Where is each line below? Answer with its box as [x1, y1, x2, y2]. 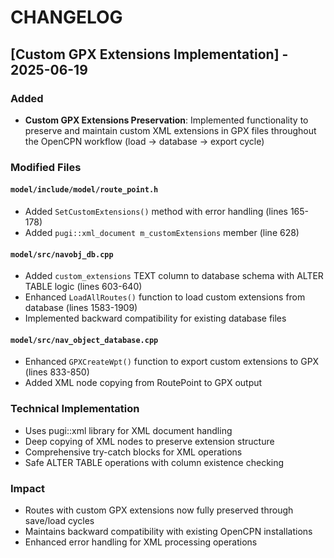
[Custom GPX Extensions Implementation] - [10, 46, 289, 63]
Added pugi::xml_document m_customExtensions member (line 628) [24, 227, 300, 238]
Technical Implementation [10, 402, 140, 416]
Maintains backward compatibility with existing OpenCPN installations [24, 526, 313, 537]
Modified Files [10, 160, 82, 174]
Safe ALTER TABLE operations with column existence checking [24, 456, 285, 468]
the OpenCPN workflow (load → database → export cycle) [24, 135, 265, 147]
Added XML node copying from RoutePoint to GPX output [24, 377, 263, 389]
